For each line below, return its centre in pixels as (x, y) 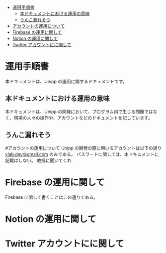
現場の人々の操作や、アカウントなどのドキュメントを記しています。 (83, 118)
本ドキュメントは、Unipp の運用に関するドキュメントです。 (66, 81)
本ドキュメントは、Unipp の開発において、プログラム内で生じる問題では (79, 112)
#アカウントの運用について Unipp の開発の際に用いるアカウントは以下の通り (83, 148)
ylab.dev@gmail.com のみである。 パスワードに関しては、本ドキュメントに (82, 154)
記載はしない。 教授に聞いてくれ (39, 160)
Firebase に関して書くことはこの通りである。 (52, 197)
